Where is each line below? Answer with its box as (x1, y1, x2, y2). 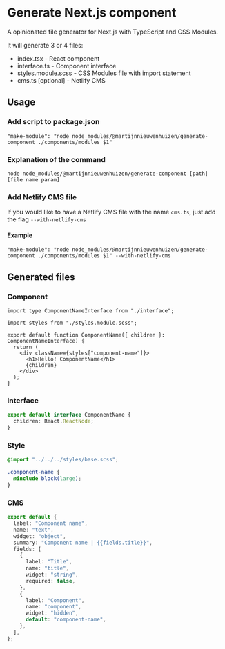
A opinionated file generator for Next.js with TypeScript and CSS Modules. (7, 28, 219, 36)
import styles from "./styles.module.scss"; (7, 319, 137, 327)
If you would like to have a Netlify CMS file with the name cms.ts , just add (7, 208, 216, 217)
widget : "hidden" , (25, 610, 79, 617)
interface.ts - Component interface (17, 61, 117, 70)
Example (7, 231, 33, 239)
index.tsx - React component (17, 54, 100, 63)
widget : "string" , (25, 571, 79, 578)
